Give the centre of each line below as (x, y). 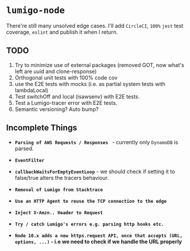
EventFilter (29, 160)
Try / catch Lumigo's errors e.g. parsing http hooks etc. (89, 224)
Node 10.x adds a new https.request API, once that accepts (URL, (99, 236)
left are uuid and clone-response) (56, 71)
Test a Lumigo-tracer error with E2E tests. (66, 103)
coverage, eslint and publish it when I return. (62, 32)
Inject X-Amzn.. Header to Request (59, 212)
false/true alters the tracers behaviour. (61, 177)
